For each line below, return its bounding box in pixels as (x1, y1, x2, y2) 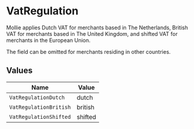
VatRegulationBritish (9, 103, 71, 110)
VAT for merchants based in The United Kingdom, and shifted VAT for (6, 30, 178, 37)
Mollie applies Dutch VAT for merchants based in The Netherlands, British (6, 24, 188, 31)
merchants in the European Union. (6, 36, 91, 44)
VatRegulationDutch (9, 94, 65, 101)
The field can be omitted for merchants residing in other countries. (6, 48, 171, 55)
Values (6, 66, 33, 76)
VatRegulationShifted (9, 113, 71, 120)
